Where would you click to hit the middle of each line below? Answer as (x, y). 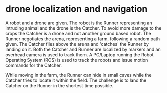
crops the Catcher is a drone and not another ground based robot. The (78, 33)
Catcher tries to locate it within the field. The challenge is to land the (76, 80)
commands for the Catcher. (33, 65)
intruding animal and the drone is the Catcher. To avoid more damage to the (83, 28)
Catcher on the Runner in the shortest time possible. (59, 85)
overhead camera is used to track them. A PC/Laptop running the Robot (79, 55)
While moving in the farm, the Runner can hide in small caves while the (78, 75)
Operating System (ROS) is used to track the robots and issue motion (77, 60)
